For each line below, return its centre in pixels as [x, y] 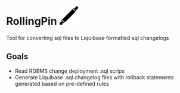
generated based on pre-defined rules [62, 83]
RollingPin [32, 21]
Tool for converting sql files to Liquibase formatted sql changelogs [88, 38]
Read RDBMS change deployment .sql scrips [70, 71]
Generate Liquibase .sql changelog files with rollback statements [94, 77]
